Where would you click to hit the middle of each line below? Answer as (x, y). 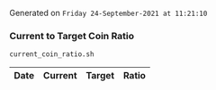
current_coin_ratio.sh (52, 54)
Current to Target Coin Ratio (72, 36)
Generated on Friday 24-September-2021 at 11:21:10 (108, 13)
